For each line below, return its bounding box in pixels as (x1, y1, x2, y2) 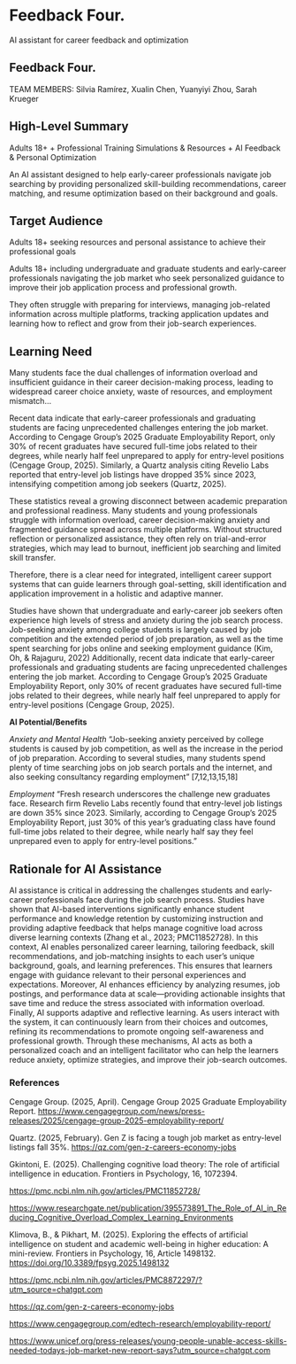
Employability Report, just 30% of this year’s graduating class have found (9, 817, 276, 828)
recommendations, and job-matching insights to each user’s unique (9, 951, 254, 961)
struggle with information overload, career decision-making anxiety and (9, 515, 270, 525)
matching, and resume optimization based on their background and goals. (9, 188, 278, 198)
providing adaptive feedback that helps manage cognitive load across (9, 923, 263, 933)
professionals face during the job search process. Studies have (34, 895, 265, 904)
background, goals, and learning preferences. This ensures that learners (9, 960, 273, 971)
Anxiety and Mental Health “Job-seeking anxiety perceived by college (9, 734, 264, 745)
